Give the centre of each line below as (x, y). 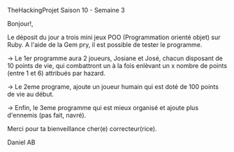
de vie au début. (31, 94)
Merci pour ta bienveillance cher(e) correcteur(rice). (82, 129)
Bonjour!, (20, 23)
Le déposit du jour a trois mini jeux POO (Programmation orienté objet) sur (114, 37)
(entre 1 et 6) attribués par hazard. (57, 73)
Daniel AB (21, 142)
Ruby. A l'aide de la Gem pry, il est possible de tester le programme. (105, 44)
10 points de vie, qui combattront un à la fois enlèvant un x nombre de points (117, 65)
